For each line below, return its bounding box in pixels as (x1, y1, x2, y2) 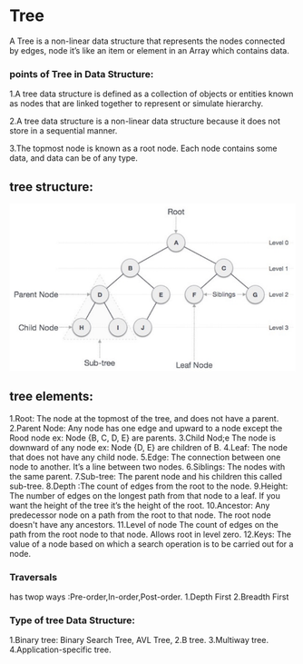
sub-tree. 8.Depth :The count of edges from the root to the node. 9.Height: (9, 481, 288, 491)
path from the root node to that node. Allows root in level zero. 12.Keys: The (9, 529, 292, 540)
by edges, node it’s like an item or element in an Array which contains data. (9, 45, 290, 55)
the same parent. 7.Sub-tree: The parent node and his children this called (9, 471, 283, 481)
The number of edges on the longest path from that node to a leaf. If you (9, 490, 281, 500)
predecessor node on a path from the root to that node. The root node (9, 510, 271, 520)
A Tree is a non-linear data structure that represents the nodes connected (9, 35, 286, 46)
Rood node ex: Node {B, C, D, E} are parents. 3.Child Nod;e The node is (9, 432, 277, 443)
